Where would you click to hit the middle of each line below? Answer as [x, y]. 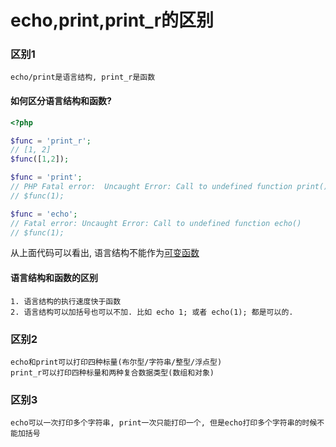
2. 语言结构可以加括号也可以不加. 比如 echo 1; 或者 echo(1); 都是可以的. [152, 312]
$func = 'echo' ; [44, 214]
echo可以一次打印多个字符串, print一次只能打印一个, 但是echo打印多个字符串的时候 [164, 423]
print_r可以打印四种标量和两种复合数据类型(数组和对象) [112, 372]
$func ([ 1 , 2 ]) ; [40, 159]
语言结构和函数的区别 [54, 278]
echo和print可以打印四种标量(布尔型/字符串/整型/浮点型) [116, 362]
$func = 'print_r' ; [51, 141]
